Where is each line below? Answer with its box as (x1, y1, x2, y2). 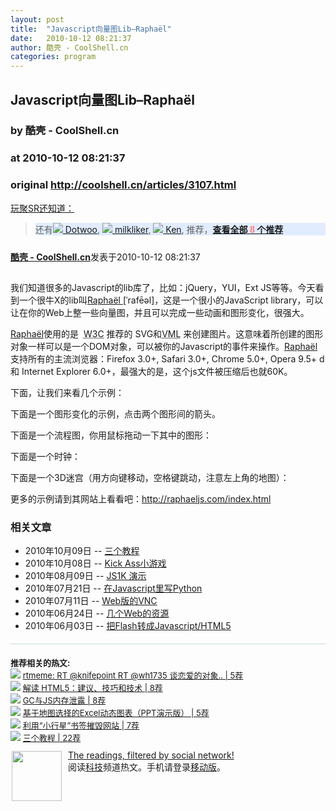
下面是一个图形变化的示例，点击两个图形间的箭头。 (10, 407, 221, 420)
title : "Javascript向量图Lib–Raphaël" (10, 24, 172, 34)
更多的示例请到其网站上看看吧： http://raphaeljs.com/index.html (10, 492, 272, 505)
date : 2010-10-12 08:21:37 (10, 33, 132, 43)
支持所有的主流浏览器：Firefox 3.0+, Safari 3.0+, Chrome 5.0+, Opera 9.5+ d (10, 352, 325, 365)
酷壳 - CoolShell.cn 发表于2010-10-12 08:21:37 (10, 251, 201, 263)
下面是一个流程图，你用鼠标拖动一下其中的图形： (10, 429, 212, 441)
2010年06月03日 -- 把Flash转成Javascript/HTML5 (24, 619, 232, 631)
